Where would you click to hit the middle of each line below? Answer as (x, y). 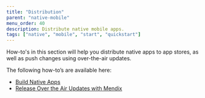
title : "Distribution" (35, 12)
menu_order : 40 (26, 23)
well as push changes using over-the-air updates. (69, 58)
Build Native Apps (38, 82)
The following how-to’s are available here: (59, 70)
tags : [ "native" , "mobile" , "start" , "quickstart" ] (73, 35)
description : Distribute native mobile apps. (65, 29)
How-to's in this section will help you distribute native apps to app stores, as (102, 52)
